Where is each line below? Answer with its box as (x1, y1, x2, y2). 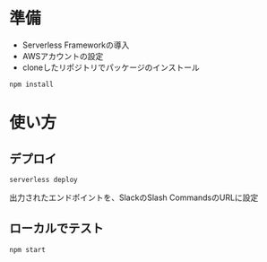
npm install (9, 80, 54, 89)
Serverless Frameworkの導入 (22, 39, 130, 50)
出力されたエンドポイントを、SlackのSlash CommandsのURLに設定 (9, 192, 259, 203)
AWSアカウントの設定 (22, 50, 104, 61)
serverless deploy (9, 175, 78, 184)
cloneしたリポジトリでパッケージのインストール (22, 62, 200, 73)
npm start (9, 245, 47, 254)
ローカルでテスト (9, 221, 104, 236)
